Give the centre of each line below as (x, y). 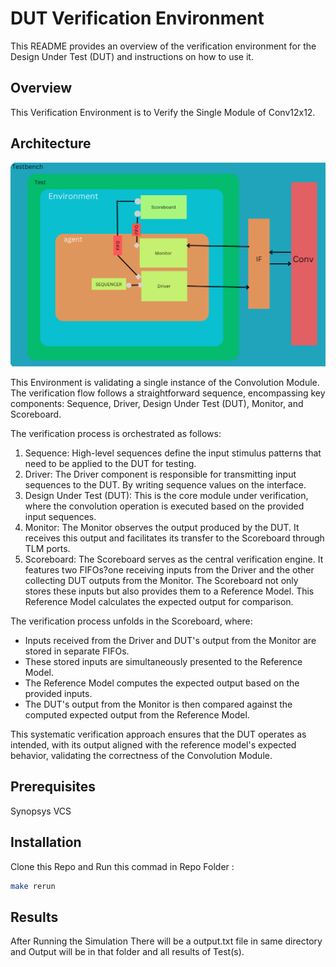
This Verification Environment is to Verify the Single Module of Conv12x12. (163, 112)
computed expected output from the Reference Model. (137, 714)
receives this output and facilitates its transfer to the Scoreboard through (174, 538)
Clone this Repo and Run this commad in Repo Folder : (122, 866)
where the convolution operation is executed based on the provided (164, 506)
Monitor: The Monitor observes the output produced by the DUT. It (162, 527)
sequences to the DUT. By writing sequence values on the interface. (165, 484)
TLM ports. (47, 548)
